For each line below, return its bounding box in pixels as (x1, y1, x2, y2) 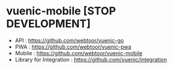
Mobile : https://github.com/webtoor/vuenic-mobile (14, 49, 143, 56)
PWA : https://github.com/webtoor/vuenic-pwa (14, 43, 131, 50)
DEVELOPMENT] (6, 17, 91, 31)
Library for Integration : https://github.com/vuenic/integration (14, 56, 167, 63)
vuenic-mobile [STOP (6, 4, 116, 18)
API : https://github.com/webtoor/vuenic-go (14, 37, 124, 44)
